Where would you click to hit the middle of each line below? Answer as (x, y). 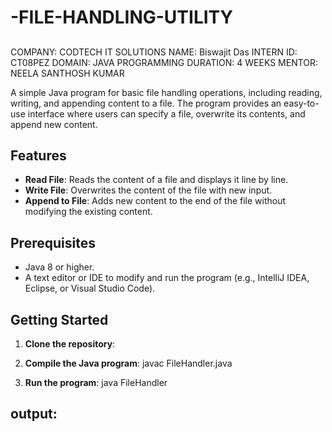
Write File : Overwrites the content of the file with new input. (148, 190)
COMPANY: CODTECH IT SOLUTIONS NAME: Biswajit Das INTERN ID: (154, 52)
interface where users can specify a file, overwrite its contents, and (166, 113)
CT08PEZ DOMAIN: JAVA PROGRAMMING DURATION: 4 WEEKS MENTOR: (164, 62)
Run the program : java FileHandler (96, 383)
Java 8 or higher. (59, 267)
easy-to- (301, 103)
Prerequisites (53, 242)
